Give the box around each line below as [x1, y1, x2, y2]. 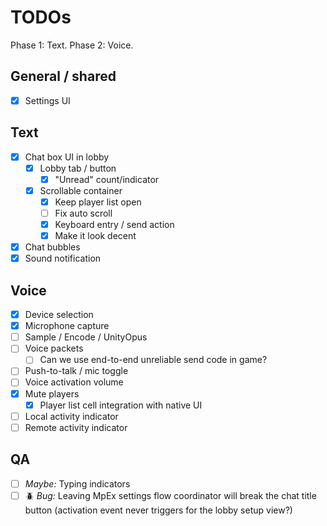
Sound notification [24, 252, 102, 265]
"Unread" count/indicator [54, 173, 160, 185]
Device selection [24, 309, 94, 321]
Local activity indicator [24, 410, 119, 422]
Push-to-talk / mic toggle [24, 365, 129, 377]
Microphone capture [24, 320, 110, 332]
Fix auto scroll [54, 207, 113, 219]
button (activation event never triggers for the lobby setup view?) [24, 504, 293, 516]
